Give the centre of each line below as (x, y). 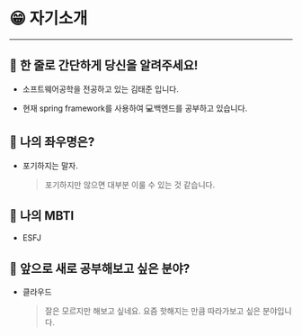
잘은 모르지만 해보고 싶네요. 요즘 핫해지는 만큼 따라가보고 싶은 (152, 311)
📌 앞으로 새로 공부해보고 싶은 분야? (100, 268)
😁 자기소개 (49, 18)
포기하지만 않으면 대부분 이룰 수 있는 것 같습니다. (130, 185)
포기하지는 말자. (50, 165)
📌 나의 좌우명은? (52, 142)
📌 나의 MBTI (42, 216)
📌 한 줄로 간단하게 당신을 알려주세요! (104, 65)
